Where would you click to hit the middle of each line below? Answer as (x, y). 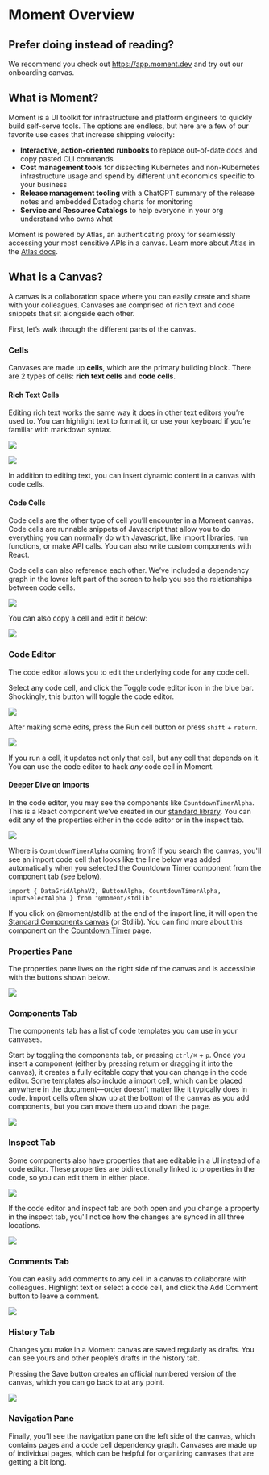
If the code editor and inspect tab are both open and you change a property (134, 1208)
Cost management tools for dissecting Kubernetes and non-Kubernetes (140, 167)
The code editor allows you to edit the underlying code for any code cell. (129, 672)
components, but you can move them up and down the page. (110, 1106)
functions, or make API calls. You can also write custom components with (130, 546)
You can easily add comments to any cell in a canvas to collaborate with (128, 1279)
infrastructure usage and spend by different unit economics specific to (137, 176)
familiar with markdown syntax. (60, 430)
